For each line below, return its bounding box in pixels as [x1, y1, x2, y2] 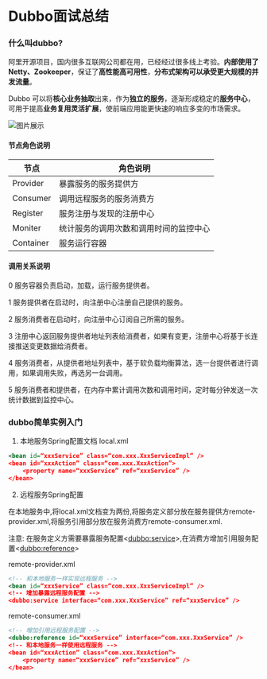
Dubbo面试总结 [8, 7, 110, 25]
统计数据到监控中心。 [8, 394, 78, 404]
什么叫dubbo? [8, 37, 64, 48]
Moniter [12, 222, 41, 233]
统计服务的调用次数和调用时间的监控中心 [59, 223, 211, 234]
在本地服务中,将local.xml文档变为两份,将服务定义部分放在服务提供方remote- [8, 506, 256, 516]
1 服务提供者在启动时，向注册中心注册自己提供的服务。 [8, 297, 188, 307]
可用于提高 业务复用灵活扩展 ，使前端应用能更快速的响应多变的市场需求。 [8, 104, 245, 114]
